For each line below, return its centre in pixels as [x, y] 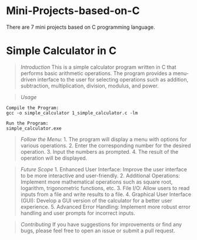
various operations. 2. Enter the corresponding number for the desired [106, 146]
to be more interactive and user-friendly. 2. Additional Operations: [100, 175]
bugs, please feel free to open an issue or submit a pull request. [98, 231]
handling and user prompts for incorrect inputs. [78, 213]
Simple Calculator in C [61, 51]
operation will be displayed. [54, 158]
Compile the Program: [33, 108]
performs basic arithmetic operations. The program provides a [96, 73]
